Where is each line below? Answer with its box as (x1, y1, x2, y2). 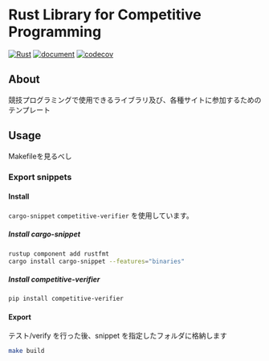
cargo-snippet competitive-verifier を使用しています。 (8, 211, 194, 220)
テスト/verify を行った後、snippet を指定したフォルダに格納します (8, 331, 227, 341)
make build (8, 347, 45, 355)
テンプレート (8, 105, 51, 114)
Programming (8, 23, 102, 41)
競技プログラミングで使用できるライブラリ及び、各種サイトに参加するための (8, 95, 262, 105)
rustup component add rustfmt (8, 249, 110, 258)
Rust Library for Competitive (8, 6, 202, 24)
